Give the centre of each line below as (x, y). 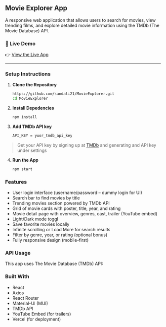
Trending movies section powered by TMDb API (61, 203)
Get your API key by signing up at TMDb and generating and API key (87, 145)
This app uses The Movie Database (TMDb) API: (54, 264)
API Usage (18, 253)
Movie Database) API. (27, 31)
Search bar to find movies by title (46, 198)
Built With (17, 276)
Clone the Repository (34, 85)
